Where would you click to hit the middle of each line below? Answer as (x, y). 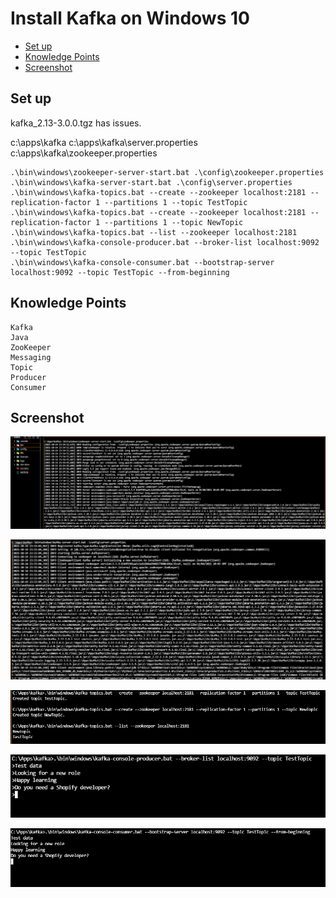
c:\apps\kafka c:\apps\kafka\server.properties (104, 142)
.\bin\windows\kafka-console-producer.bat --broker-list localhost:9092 (165, 242)
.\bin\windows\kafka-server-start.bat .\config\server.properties (151, 182)
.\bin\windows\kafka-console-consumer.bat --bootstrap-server (142, 262)
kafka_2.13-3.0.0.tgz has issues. (76, 123)
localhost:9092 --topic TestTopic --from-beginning (120, 272)
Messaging (31, 357)
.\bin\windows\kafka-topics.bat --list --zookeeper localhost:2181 (154, 232)
